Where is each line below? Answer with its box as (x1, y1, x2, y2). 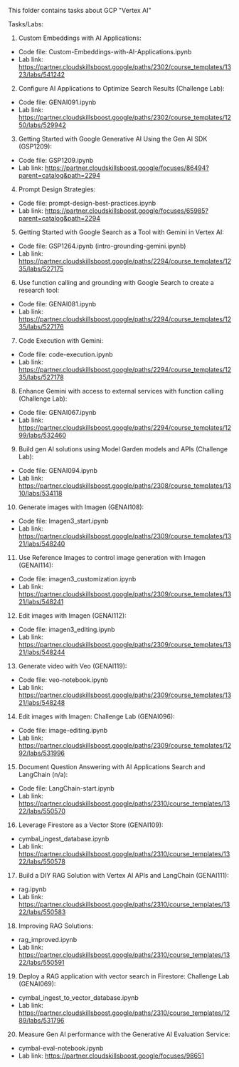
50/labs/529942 (18, 121, 67, 129)
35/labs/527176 (18, 323, 64, 331)
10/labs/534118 (18, 489, 63, 497)
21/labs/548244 (18, 648, 65, 656)
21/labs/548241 (18, 598, 64, 606)
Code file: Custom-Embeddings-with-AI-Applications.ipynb (18, 48, 192, 56)
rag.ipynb (18, 885, 47, 893)
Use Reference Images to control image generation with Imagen (18, 553, 206, 561)
